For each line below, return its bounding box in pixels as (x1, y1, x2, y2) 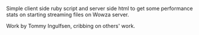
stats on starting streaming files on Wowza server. (6, 11, 129, 18)
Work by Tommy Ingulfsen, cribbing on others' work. (6, 23, 135, 29)
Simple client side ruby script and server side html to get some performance (6, 5, 193, 12)
